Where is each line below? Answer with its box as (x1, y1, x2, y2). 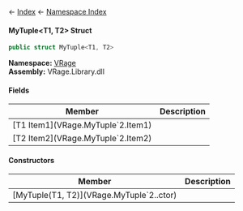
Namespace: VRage (8, 58, 77, 68)
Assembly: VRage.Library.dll (8, 67, 105, 76)
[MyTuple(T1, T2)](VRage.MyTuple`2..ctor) (12, 190, 177, 201)
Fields (8, 85, 30, 95)
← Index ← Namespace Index (8, 7, 107, 16)
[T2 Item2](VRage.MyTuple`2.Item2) (12, 133, 152, 144)
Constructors (8, 155, 55, 165)
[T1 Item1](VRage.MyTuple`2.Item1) (12, 119, 152, 131)
